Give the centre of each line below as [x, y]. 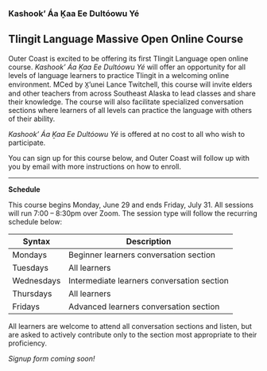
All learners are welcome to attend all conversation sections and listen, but [130, 326]
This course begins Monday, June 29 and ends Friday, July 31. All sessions [131, 205]
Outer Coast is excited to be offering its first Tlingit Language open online [128, 58]
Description [149, 241]
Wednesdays [37, 280]
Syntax [36, 241]
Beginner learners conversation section [142, 255]
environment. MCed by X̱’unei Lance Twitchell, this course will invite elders [130, 84]
